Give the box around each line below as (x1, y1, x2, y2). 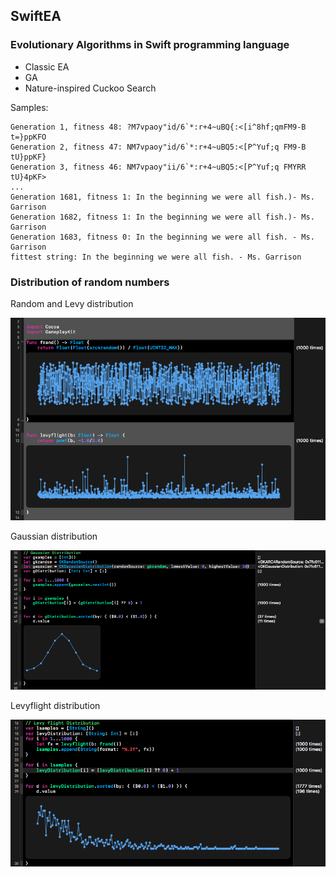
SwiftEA (10, 8, 62, 25)
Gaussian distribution (10, 530, 98, 543)
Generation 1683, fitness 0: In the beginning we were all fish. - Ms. (10, 232, 315, 242)
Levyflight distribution (10, 700, 101, 712)
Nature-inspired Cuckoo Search (24, 82, 157, 94)
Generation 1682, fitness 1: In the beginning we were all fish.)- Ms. (10, 212, 315, 222)
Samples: (10, 101, 49, 113)
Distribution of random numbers (10, 275, 170, 289)
